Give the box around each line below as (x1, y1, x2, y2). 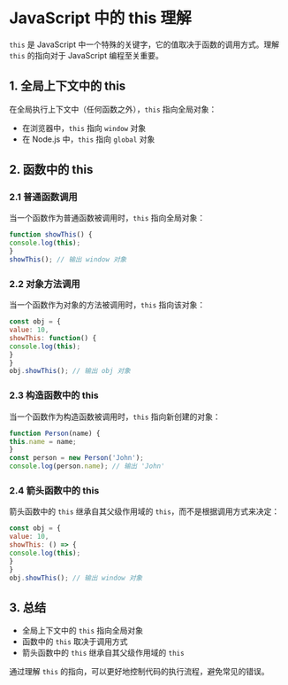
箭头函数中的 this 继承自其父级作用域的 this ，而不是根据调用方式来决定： (9, 506, 280, 517)
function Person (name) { (9, 429, 101, 438)
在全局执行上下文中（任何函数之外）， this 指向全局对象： (9, 104, 217, 114)
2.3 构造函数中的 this (9, 389, 99, 401)
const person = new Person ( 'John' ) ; (9, 454, 144, 463)
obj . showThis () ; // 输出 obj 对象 (9, 367, 131, 376)
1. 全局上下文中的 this (9, 79, 126, 94)
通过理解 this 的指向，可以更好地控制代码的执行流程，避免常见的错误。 (9, 666, 269, 677)
